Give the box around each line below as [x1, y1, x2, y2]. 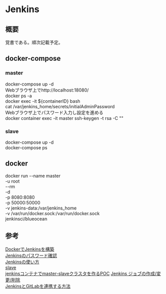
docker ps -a [5, 93, 32, 99]
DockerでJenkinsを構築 [5, 246, 55, 252]
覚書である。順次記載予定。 [5, 39, 63, 45]
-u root [5, 178, 20, 184]
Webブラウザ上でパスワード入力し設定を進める [5, 109, 104, 115]
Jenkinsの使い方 [5, 259, 39, 265]
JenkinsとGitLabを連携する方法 [5, 283, 71, 289]
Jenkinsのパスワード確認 [5, 252, 57, 259]
